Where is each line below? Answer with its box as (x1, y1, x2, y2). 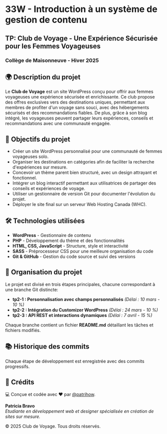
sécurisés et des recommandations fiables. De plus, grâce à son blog (5, 110, 148, 116)
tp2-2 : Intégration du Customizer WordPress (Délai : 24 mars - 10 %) (12, 306, 158, 313)
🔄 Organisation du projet (5, 268, 82, 276)
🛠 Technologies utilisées (5, 216, 85, 225)
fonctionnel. (12, 175, 37, 181)
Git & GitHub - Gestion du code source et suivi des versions (12, 253, 136, 259)
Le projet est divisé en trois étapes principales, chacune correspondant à (5, 281, 156, 287)
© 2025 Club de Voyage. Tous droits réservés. (5, 423, 101, 429)
